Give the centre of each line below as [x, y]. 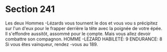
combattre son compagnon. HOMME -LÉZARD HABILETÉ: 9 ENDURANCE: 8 [84, 39]
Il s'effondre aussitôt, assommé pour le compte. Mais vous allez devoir [78, 33]
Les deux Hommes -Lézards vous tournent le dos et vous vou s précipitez [81, 23]
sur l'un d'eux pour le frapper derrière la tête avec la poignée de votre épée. [84, 28]
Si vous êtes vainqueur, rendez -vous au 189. [52, 44]
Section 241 [30, 9]
